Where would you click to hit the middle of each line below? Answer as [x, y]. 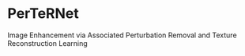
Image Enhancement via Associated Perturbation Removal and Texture [122, 35]
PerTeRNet [43, 14]
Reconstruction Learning [47, 43]
